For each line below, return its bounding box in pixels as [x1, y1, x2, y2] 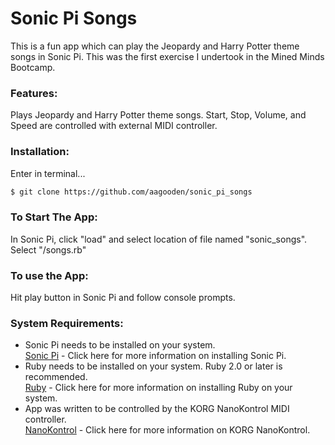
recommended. [24, 371, 88, 383]
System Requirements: [10, 316, 124, 330]
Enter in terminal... [10, 167, 86, 179]
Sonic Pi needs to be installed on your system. [24, 339, 216, 351]
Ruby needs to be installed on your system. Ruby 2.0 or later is [24, 360, 283, 372]
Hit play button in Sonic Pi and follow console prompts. [10, 292, 236, 303]
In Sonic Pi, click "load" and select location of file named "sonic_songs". [10, 233, 308, 245]
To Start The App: [10, 210, 98, 224]
